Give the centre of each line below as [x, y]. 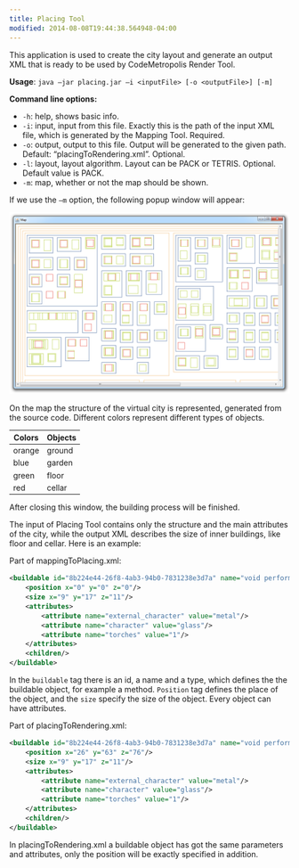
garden [60, 463]
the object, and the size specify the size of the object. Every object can [140, 699]
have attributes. [38, 708]
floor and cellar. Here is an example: [75, 544]
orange [26, 451]
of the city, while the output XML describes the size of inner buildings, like [145, 534]
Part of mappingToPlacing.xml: [65, 561]
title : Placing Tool [48, 19]
